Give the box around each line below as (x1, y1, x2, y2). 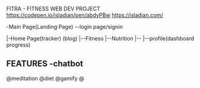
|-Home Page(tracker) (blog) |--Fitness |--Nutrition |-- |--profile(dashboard (6, 35, 195, 42)
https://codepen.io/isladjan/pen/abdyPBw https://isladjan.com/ (6, 11, 164, 19)
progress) (6, 42, 31, 48)
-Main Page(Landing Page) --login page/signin (6, 24, 123, 30)
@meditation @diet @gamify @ (6, 75, 85, 82)
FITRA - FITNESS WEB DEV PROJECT (6, 5, 101, 12)
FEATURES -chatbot (6, 58, 84, 69)
